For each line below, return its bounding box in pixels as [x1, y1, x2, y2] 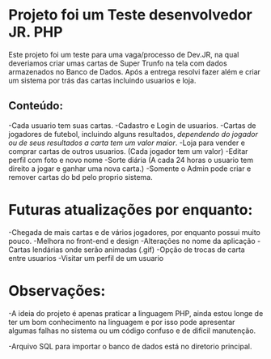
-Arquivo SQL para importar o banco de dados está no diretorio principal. [8, 341, 252, 351]
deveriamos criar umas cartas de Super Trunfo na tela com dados [8, 58, 228, 68]
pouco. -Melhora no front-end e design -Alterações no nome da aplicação [8, 236, 256, 246]
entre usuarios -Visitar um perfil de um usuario [8, 253, 164, 263]
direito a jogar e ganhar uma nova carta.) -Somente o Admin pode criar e [8, 164, 252, 173]
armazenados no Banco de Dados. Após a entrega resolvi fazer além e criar [8, 66, 261, 76]
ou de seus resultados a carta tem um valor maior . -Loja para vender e [8, 138, 245, 147]
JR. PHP [8, 23, 63, 41]
